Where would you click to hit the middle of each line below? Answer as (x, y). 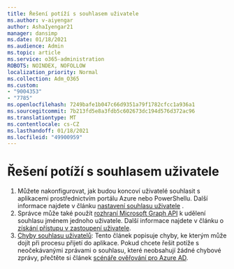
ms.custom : (23, 85)
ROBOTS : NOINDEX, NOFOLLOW (46, 66)
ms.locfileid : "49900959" (45, 137)
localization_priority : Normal (53, 72)
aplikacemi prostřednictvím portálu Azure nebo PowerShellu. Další (112, 198)
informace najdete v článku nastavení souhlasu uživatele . (100, 206)
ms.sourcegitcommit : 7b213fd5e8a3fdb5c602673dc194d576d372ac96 (101, 111)
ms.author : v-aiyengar (40, 20)
